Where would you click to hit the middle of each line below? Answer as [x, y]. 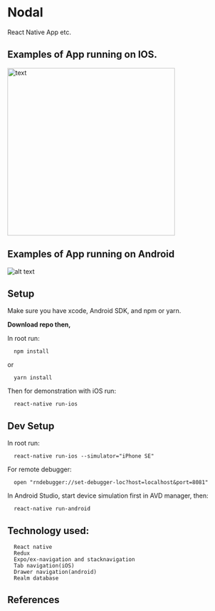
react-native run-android [52, 509]
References [33, 600]
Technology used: [48, 531]
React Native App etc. [39, 32]
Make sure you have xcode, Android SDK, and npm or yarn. [94, 311]
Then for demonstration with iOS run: [62, 391]
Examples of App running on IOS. [83, 55]
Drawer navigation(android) [56, 572]
